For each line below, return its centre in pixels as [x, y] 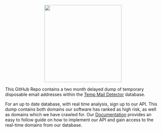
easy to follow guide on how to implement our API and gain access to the [80, 120]
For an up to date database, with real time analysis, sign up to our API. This [81, 104]
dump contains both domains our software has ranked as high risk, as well [81, 109]
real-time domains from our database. [44, 125]
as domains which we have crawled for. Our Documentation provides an [78, 114]
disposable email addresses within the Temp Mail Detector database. [75, 94]
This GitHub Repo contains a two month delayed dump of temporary [75, 89]
